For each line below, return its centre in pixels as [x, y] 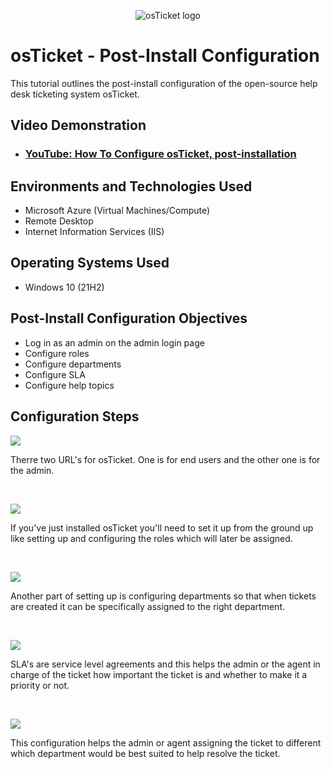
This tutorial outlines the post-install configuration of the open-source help [164, 83]
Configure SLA [55, 374]
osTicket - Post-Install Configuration [165, 56]
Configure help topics [69, 385]
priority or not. [40, 685]
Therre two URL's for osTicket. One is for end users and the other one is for [165, 459]
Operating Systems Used [90, 263]
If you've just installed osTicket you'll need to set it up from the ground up [162, 527]
